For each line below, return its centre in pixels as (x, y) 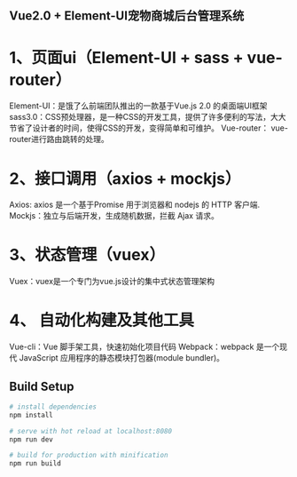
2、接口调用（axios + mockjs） (125, 178)
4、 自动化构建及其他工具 (102, 320)
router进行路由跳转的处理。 (59, 139)
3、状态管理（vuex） (87, 255)
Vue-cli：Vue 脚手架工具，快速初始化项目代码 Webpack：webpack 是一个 (145, 347)
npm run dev (31, 439)
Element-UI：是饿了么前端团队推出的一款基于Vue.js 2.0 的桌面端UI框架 (138, 106)
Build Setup (42, 386)
